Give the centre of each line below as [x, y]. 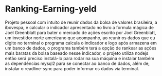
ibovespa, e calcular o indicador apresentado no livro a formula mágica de [80, 27]
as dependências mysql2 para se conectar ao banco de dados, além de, [77, 63]
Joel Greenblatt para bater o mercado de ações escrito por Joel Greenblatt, [81, 32]
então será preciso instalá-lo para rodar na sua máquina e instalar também [80, 58]
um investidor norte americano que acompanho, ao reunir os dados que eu [80, 38]
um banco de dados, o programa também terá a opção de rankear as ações [81, 48]
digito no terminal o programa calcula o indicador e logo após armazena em [81, 43]
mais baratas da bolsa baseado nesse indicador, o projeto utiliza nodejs [77, 53]
